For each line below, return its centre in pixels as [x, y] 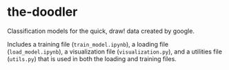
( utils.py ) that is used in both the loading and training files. [92, 58]
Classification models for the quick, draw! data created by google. [101, 31]
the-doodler [42, 12]
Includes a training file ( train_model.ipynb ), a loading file [88, 44]
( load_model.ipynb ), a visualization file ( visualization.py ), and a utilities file [115, 51]
